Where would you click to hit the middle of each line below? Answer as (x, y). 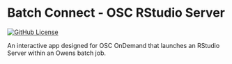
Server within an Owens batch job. (57, 53)
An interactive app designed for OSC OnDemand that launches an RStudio (114, 45)
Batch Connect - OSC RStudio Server (116, 13)
